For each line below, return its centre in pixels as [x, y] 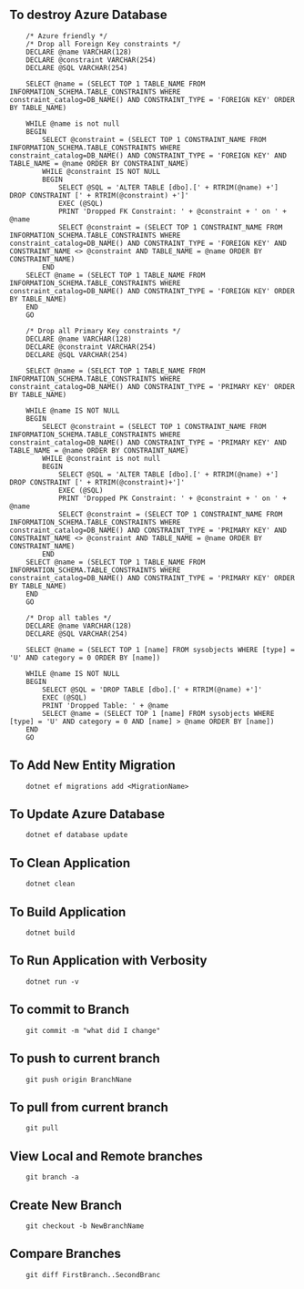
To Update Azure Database [87, 814]
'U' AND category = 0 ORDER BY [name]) [85, 658]
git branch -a [52, 1177]
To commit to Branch [70, 1010]
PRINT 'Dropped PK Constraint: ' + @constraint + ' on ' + [172, 498]
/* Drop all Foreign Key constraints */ [103, 44]
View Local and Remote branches [106, 1156]
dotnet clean [51, 884]
